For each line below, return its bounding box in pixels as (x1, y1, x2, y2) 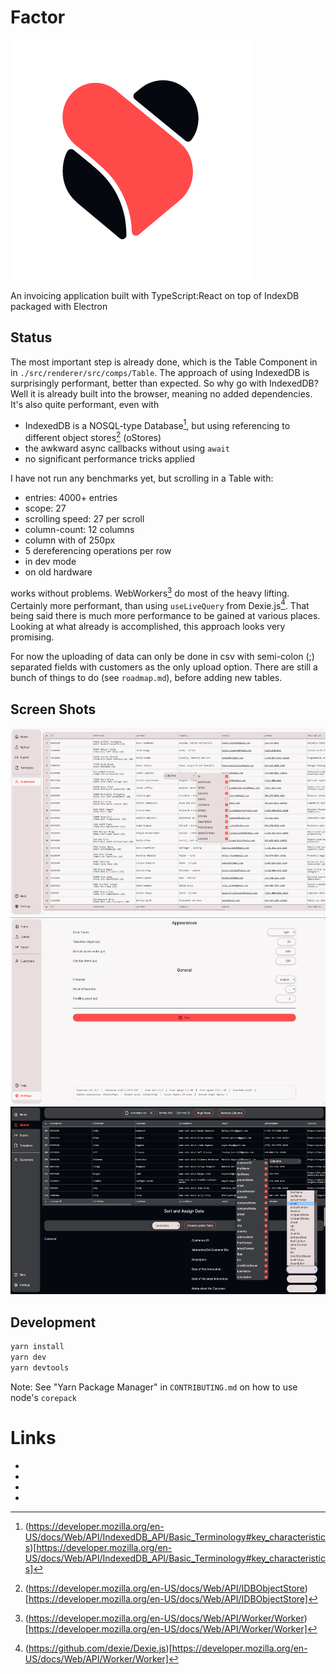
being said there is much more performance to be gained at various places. (10, 610, 321, 622)
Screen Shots (10, 701, 97, 718)
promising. (10, 631, 55, 643)
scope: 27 (24, 502, 67, 515)
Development (10, 1314, 97, 1331)
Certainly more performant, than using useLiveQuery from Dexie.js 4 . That (10, 597, 310, 611)
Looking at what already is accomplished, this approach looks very (10, 621, 286, 633)
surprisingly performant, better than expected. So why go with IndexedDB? (10, 377, 319, 389)
